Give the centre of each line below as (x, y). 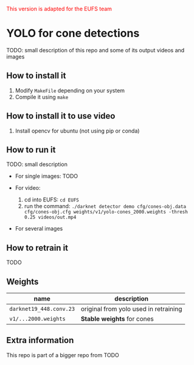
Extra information (40, 340)
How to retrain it (37, 248)
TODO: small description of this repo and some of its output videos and (95, 50)
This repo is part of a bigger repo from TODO (63, 355)
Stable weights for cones (117, 319)
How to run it (31, 149)
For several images (39, 229)
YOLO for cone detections (73, 33)
